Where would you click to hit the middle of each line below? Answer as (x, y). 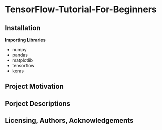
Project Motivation (34, 87)
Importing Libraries (25, 40)
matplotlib (22, 60)
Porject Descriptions (38, 104)
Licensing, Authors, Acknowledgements (69, 121)
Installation (23, 28)
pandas (20, 55)
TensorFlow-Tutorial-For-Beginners (81, 9)
